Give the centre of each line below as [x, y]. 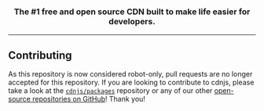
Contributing [40, 55]
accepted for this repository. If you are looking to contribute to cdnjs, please [131, 82]
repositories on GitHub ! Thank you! [89, 99]
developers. [132, 22]
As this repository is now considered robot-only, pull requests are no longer [130, 74]
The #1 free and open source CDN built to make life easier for [132, 12]
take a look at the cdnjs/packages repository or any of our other [110, 91]
